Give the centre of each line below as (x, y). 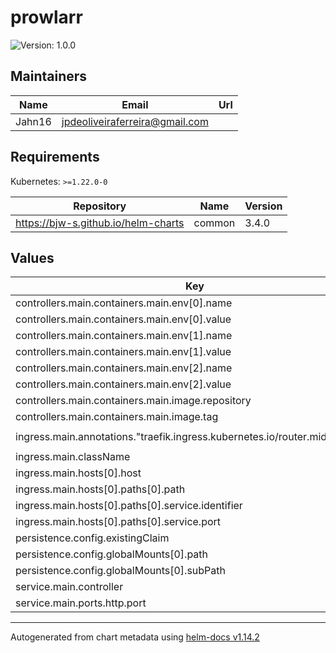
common (214, 223)
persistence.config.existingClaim (92, 538)
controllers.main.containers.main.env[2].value (123, 384)
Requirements (55, 157)
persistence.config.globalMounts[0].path (112, 554)
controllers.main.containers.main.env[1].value (123, 352)
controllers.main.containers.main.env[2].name (124, 368)
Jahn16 (33, 121)
